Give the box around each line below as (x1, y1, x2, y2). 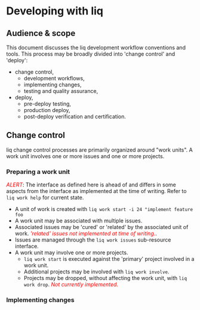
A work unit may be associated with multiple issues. (14, 217, 143, 224)
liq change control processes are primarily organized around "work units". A (6, 146, 193, 154)
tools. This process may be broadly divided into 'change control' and (6, 50, 176, 58)
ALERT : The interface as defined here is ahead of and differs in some (6, 181, 176, 188)
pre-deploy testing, (23, 100, 72, 107)
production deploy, (23, 107, 70, 113)
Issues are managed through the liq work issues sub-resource (14, 236, 171, 243)
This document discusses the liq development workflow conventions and (6, 44, 186, 51)
